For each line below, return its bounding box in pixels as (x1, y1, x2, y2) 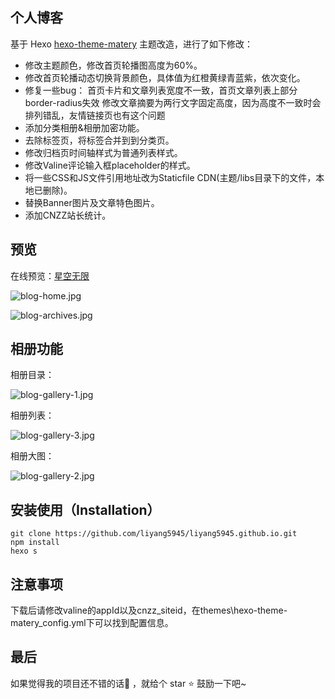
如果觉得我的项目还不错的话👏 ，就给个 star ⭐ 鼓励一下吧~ (10, 677, 247, 689)
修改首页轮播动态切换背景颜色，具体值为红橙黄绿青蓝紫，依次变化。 (24, 71, 306, 83)
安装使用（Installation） (10, 501, 161, 518)
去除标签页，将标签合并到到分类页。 (24, 134, 175, 146)
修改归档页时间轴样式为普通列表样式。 (24, 146, 183, 158)
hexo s (10, 546, 38, 557)
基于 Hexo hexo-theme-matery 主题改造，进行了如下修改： (10, 38, 254, 50)
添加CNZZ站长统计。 (24, 209, 112, 221)
